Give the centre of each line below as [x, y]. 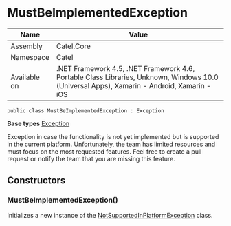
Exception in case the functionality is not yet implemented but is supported [113, 136]
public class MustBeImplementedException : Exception [86, 111]
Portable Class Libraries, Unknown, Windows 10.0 [137, 77]
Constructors [36, 181]
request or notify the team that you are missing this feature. [91, 158]
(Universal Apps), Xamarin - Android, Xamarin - [134, 85]
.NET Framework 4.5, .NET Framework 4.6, [125, 68]
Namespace [30, 57]
